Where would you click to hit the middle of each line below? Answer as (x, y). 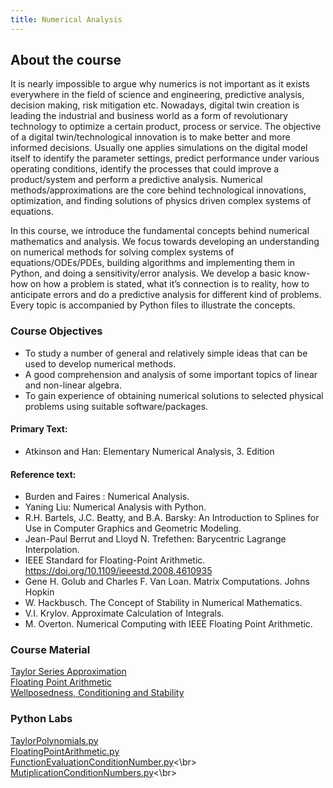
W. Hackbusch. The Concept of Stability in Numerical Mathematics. (163, 603)
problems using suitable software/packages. (116, 406)
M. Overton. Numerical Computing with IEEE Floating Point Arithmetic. (168, 624)
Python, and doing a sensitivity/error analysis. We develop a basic (146, 273)
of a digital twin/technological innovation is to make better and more (150, 137)
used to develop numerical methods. (100, 363)
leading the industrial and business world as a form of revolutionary (149, 116)
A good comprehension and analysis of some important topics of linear (171, 374)
